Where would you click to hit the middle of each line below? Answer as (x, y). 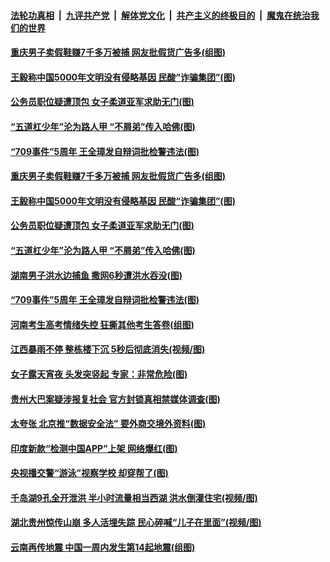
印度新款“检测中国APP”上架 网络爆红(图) (94, 448)
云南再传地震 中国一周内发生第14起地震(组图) (103, 547)
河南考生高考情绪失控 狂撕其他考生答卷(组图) (102, 324)
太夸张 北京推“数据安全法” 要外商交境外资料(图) (108, 424)
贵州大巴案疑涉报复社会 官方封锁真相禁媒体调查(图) (115, 399)
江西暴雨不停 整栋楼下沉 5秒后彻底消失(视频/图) (108, 349)
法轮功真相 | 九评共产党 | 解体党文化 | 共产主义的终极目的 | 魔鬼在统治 (160, 15)
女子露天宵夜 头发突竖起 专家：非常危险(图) (99, 374)
